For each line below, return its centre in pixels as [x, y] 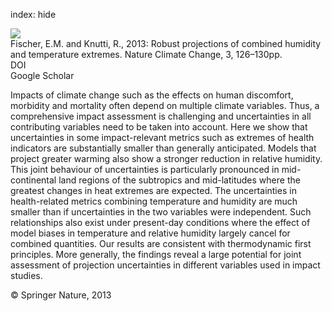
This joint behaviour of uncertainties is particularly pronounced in [145, 169]
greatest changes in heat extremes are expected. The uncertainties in [153, 190]
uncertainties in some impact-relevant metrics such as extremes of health [162, 137]
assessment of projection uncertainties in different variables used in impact [165, 265]
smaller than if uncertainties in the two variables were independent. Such [161, 212]
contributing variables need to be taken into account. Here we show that [159, 127]
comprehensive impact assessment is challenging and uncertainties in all [161, 116]
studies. [26, 275]
